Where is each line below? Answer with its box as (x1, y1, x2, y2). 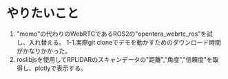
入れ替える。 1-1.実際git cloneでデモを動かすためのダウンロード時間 (28, 38, 221, 46)
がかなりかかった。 (16, 47, 72, 55)
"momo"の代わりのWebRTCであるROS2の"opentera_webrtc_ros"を (16, 30, 207, 38)
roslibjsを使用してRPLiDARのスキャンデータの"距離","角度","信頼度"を (16, 55, 213, 63)
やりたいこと (6, 5, 80, 21)
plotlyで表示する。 (34, 64, 87, 72)
